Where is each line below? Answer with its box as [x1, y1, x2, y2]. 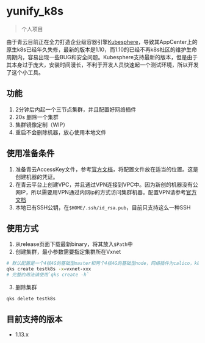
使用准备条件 [6, 148, 55, 159]
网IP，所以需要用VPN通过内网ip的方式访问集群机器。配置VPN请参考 [15, 188, 186, 196]
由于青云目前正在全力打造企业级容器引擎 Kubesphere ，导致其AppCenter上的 [6, 38, 198, 45]
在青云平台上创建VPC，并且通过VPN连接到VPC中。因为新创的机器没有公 [15, 181, 198, 188]
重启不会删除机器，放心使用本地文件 [15, 128, 107, 135]
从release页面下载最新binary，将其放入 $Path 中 [15, 240, 133, 248]
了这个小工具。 [6, 68, 44, 76]
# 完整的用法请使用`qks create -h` [6, 272, 90, 278]
